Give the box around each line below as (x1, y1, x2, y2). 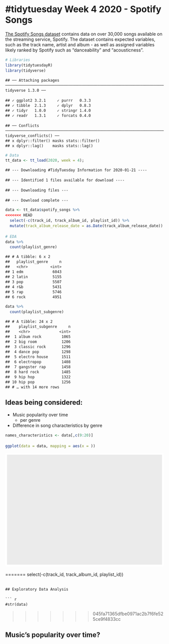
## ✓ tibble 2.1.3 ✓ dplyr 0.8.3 (5, 103, 92, 108)
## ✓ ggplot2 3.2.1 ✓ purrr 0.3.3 (5, 98, 92, 103)
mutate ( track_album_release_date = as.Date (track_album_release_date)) (10, 223, 163, 228)
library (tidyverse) (5, 68, 46, 73)
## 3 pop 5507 (5, 280, 62, 285)
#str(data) (5, 602, 28, 607)
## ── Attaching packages (5, 78, 59, 83)
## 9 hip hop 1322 (5, 374, 71, 380)
